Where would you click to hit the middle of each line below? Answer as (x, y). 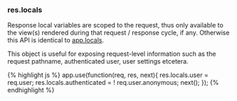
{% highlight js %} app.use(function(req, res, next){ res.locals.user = (108, 75)
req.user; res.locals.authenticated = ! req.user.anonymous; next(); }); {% (113, 83)
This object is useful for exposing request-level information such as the (112, 54)
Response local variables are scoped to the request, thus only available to (116, 25)
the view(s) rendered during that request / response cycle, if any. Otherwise (118, 32)
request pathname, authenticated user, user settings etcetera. (98, 61)
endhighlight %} (31, 90)
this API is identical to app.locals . (56, 40)
